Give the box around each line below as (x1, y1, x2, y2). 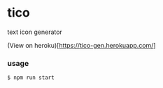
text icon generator (7, 28, 63, 36)
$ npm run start (7, 74, 55, 81)
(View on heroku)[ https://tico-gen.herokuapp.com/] (7, 41, 156, 49)
